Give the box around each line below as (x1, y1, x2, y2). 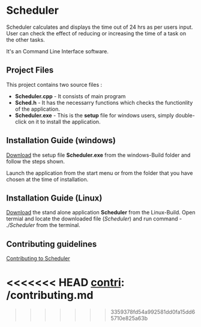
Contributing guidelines (6, 239, 97, 249)
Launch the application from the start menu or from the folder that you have (6, 169, 193, 177)
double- (175, 111, 195, 119)
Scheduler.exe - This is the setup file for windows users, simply (14, 111, 174, 119)
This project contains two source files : (6, 81, 103, 88)
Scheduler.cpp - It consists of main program (14, 92, 126, 99)
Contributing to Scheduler (6, 255, 70, 262)
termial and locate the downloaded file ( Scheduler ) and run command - (6, 215, 182, 222)
